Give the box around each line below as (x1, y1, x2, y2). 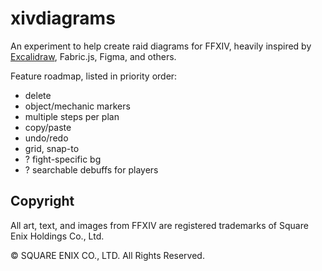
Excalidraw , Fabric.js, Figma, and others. (10, 50, 177, 62)
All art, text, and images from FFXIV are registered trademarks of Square (10, 219, 309, 231)
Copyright (10, 193, 75, 210)
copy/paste (24, 121, 72, 133)
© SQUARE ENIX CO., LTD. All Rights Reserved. (10, 249, 205, 261)
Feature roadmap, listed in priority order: (10, 70, 178, 82)
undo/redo (24, 132, 69, 144)
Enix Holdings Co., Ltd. (10, 230, 105, 242)
